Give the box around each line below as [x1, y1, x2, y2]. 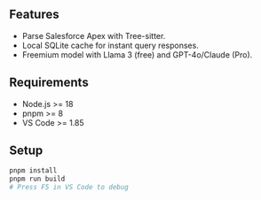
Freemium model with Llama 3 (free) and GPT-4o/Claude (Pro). [21, 49, 253, 60]
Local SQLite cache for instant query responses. [21, 40, 200, 50]
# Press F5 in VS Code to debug [9, 183, 129, 192]
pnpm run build [9, 174, 66, 184]
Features [9, 7, 59, 22]
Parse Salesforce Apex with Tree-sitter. [21, 30, 166, 41]
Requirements [9, 75, 89, 90]
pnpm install [9, 166, 58, 175]
